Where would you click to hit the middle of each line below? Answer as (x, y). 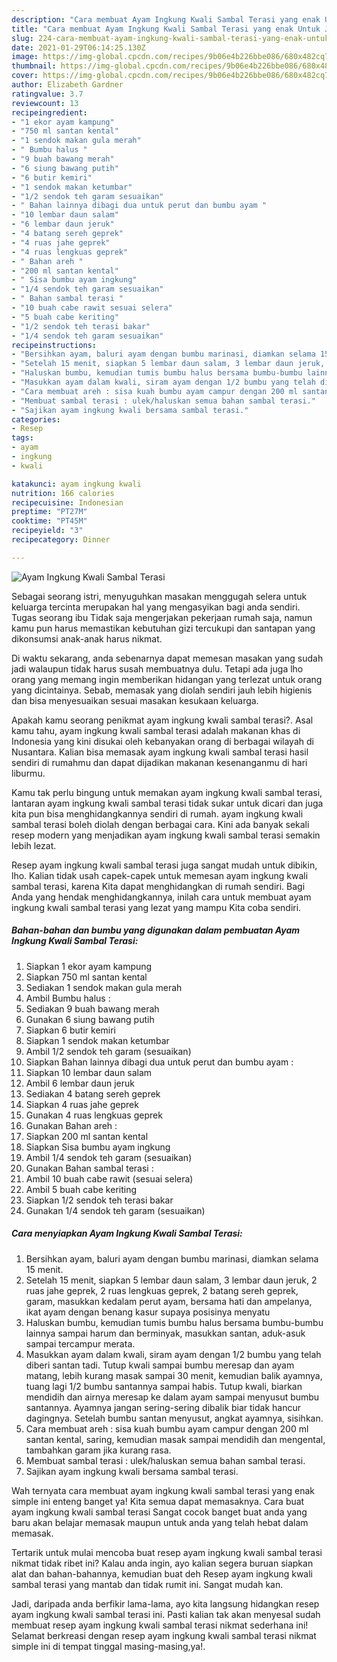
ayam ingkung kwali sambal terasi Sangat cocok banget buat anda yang (159, 1512)
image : (25, 57)
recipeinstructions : (54, 345)
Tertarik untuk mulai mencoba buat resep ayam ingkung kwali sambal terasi (167, 1552)
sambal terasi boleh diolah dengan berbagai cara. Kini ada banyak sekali (160, 824)
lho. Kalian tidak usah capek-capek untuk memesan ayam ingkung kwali (160, 875)
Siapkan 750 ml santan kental (86, 977)
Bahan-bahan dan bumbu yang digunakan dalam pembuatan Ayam (156, 930)
